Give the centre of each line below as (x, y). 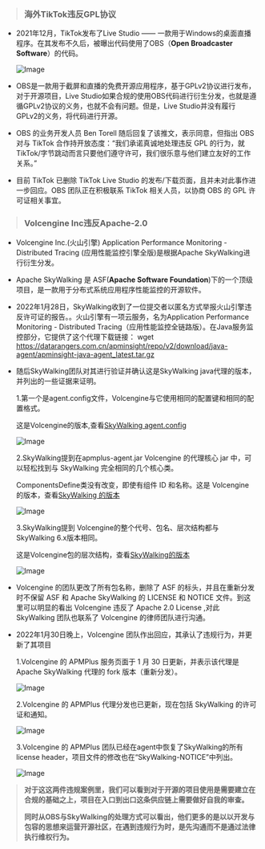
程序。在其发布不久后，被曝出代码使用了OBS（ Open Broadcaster (124, 43)
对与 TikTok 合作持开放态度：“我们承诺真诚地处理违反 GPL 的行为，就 (130, 143)
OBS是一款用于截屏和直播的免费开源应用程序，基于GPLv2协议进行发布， (136, 86)
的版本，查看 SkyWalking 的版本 (68, 495)
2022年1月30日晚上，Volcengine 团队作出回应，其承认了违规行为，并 (130, 635)
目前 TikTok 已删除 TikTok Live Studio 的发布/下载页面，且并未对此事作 (132, 181)
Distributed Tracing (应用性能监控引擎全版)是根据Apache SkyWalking (130, 252)
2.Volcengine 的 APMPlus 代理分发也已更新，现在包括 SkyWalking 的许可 (136, 704)
